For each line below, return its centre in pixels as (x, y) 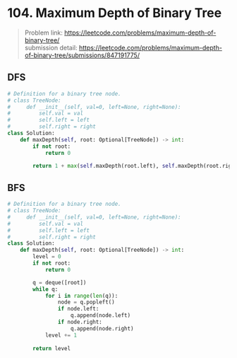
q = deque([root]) (60, 282)
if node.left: (78, 309)
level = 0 (47, 257)
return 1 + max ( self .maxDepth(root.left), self (104, 166)
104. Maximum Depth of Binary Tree (115, 13)
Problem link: (44, 33)
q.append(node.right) (102, 328)
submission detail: (51, 47)
